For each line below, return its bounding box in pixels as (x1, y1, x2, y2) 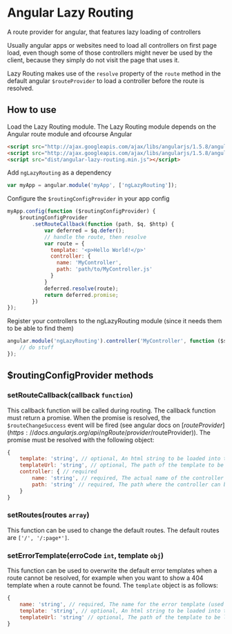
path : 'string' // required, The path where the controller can (32, 481, 221, 488)
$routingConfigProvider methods (7, 370, 154, 381)
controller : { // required (19, 469, 97, 475)
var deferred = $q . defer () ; (43, 227, 126, 234)
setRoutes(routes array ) (7, 510, 90, 520)
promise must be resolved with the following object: (7, 435, 155, 444)
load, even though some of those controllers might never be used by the (7, 48, 213, 57)
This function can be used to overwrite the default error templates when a (7, 566, 217, 575)
